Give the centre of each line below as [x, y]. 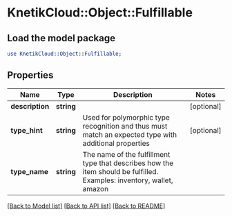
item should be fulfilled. [120, 171]
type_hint [27, 130]
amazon [96, 188]
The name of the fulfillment [126, 154]
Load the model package [61, 38]
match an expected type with [130, 134]
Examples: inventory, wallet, [128, 180]
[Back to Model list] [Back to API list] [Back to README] [86, 206]
